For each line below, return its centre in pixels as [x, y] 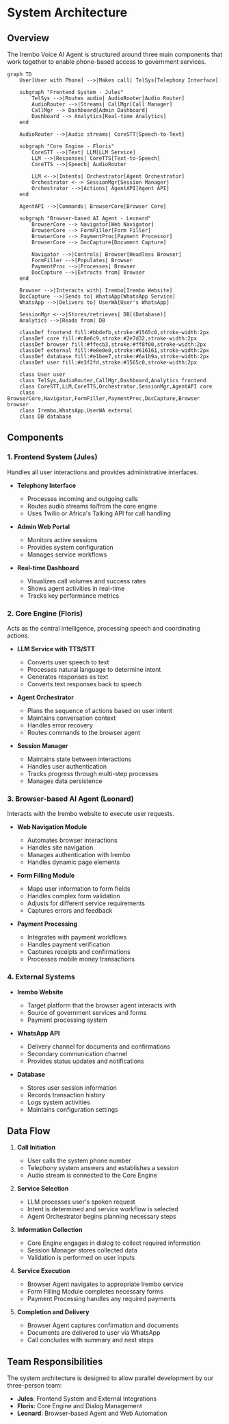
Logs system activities [58, 1102]
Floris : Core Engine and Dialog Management [79, 1406]
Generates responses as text [68, 677]
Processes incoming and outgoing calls [82, 498]
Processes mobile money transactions [81, 959]
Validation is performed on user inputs [81, 1258]
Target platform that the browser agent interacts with [102, 1005]
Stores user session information [72, 1087]
